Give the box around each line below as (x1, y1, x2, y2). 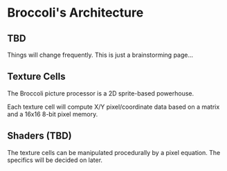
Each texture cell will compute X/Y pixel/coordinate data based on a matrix (7, 102, 220, 111)
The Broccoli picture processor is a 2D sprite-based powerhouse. (7, 89, 194, 98)
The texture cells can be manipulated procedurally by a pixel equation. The (7, 148, 221, 156)
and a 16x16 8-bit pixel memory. (7, 109, 98, 118)
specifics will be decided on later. (7, 156, 102, 164)
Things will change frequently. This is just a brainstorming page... (7, 51, 194, 59)
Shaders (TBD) (7, 130, 72, 142)
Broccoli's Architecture (7, 5, 144, 21)
